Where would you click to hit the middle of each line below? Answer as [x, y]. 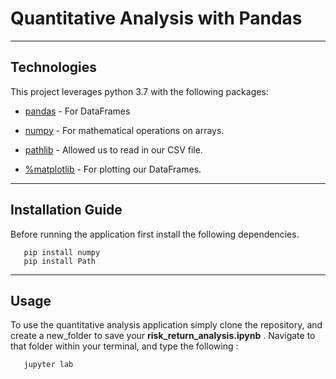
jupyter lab [48, 365]
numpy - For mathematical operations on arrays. [124, 130]
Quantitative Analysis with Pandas [156, 18]
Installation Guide [66, 210]
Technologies [54, 67]
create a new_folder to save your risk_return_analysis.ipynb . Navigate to [163, 336]
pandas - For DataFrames [77, 111]
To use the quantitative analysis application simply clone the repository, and [166, 325]
